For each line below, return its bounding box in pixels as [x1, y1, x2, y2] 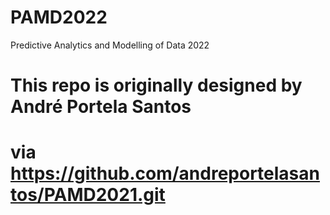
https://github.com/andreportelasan [10, 162, 320, 185]
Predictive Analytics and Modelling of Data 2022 [10, 39, 210, 51]
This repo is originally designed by [10, 74, 303, 97]
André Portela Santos [10, 96, 192, 118]
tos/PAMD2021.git [10, 184, 166, 206]
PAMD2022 [10, 6, 108, 29]
